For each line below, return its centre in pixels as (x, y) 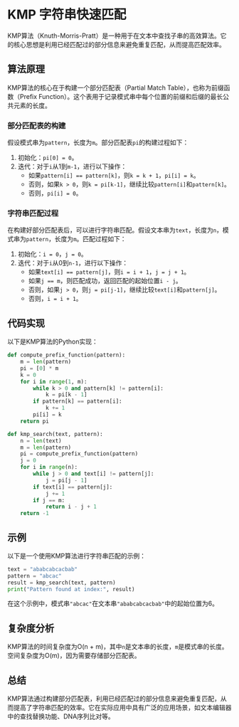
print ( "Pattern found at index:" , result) (71, 589)
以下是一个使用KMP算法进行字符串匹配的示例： (76, 556)
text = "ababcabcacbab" (43, 569)
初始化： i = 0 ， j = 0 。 (52, 254)
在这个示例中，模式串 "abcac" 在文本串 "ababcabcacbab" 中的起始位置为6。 (113, 604)
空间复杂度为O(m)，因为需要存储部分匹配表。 (74, 656)
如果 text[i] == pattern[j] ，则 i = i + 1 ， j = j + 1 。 (109, 272)
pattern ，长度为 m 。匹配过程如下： (76, 239)
